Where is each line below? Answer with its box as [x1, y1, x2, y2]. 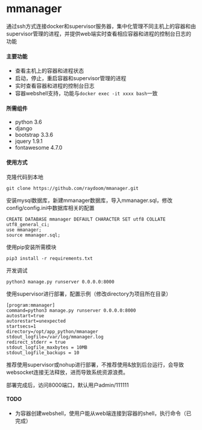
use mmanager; [6, 227, 42, 233]
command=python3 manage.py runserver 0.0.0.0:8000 [6, 307, 136, 314]
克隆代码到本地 [6, 173, 43, 180]
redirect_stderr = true [6, 339, 66, 345]
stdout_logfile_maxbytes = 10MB [6, 344, 87, 350]
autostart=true [6, 312, 45, 318]
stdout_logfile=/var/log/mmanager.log [6, 334, 104, 340]
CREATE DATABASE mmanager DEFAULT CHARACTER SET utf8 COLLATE [6, 216, 166, 222]
